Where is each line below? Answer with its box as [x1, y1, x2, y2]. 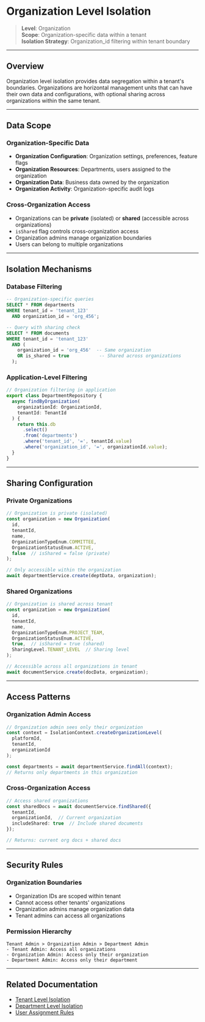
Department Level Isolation [15, 1002, 84, 1009]
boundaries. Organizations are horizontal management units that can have [6, 84, 193, 91]
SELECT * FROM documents [6, 330, 70, 336]
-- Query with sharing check [6, 324, 81, 330]
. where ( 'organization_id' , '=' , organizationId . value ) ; [22, 444, 168, 450]
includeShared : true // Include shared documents [12, 820, 143, 827]
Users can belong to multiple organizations [15, 240, 123, 248]
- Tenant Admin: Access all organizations [6, 946, 116, 952]
